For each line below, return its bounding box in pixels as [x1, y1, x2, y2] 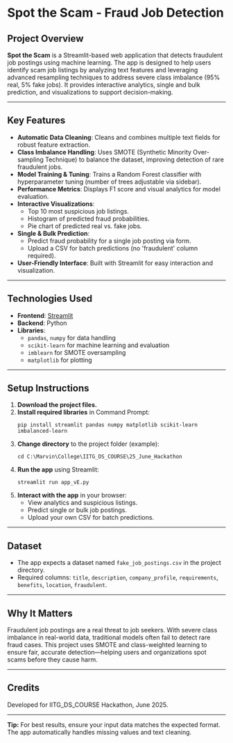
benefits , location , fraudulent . [17, 581, 107, 589]
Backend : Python [17, 319, 67, 327]
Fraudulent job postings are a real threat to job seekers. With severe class [7, 626, 218, 634]
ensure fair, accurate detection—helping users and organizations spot [7, 648, 207, 657]
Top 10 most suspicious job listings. [27, 207, 130, 215]
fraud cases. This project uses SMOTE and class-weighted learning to [7, 641, 207, 649]
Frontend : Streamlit [17, 311, 74, 319]
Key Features [7, 115, 66, 127]
